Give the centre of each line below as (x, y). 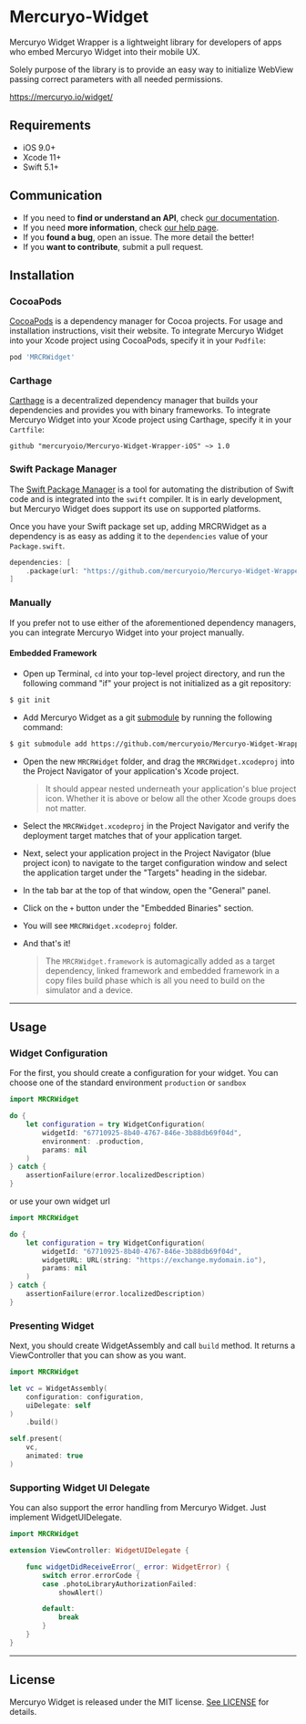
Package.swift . (37, 546)
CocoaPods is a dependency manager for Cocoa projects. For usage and (147, 321)
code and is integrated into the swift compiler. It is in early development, (146, 498)
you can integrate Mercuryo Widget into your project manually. (127, 632)
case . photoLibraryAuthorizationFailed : (120, 1584)
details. (23, 1711)
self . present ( (36, 1439)
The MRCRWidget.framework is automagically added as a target (160, 961)
